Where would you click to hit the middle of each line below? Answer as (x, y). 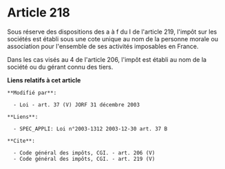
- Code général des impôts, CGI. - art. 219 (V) (84, 159)
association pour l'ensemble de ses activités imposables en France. (103, 46)
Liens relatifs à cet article (44, 80)
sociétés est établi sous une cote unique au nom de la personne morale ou (113, 38)
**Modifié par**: (32, 93)
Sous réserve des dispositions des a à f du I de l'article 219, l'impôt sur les (112, 32)
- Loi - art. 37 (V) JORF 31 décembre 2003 (76, 104)
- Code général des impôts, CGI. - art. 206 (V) (84, 153)
